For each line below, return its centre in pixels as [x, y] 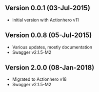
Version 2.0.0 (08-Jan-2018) [50, 68]
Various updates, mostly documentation [52, 47]
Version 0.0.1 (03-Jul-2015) [48, 8]
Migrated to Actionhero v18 [39, 79]
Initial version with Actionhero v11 [45, 20]
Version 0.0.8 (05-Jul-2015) [49, 35]
